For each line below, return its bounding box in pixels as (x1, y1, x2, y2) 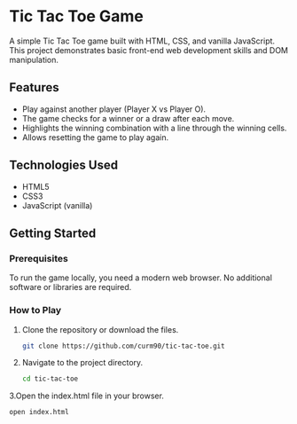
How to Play (9, 304, 62, 317)
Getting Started (9, 225, 97, 240)
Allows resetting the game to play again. (21, 131, 169, 143)
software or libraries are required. (9, 282, 132, 293)
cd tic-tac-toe (21, 374, 79, 383)
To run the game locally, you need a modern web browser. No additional (9, 272, 273, 283)
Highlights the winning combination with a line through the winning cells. (21, 122, 287, 133)
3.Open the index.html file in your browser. (9, 390, 164, 401)
